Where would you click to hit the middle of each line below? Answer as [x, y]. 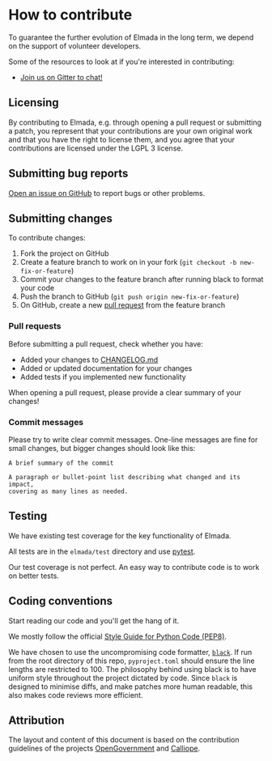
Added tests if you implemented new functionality [103, 376]
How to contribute [70, 15]
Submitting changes [61, 218]
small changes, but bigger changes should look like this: [102, 448]
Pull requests [35, 326]
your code [37, 288]
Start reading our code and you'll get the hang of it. [94, 620]
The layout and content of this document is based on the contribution [124, 740]
